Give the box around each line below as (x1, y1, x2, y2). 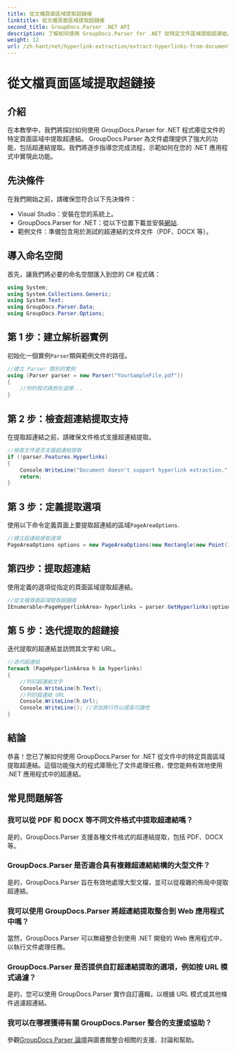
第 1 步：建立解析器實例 (7, 332, 108, 344)
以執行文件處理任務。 (7, 943, 69, 951)
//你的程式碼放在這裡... (20, 385, 83, 392)
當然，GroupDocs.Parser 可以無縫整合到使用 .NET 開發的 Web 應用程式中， (7, 934, 226, 943)
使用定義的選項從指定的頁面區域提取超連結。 (7, 582, 137, 591)
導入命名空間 (7, 250, 63, 262)
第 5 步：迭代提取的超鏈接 (7, 624, 119, 636)
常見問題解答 (7, 793, 63, 805)
